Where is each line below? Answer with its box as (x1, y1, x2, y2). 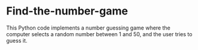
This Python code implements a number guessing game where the (6, 24, 171, 31)
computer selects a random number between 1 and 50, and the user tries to (6, 30, 193, 37)
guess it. (6, 37, 28, 44)
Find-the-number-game (6, 4, 128, 18)
